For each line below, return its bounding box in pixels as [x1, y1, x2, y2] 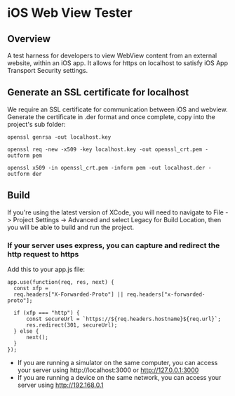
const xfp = [13, 285, 49, 292]
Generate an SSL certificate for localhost [7, 86, 189, 99]
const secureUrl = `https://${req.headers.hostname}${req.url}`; [25, 315, 221, 322]
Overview [7, 33, 51, 45]
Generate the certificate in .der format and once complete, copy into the [7, 112, 215, 121]
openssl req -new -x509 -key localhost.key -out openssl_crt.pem [7, 146, 202, 153]
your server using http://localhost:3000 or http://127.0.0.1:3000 [17, 366, 199, 374]
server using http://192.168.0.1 [17, 381, 104, 389]
